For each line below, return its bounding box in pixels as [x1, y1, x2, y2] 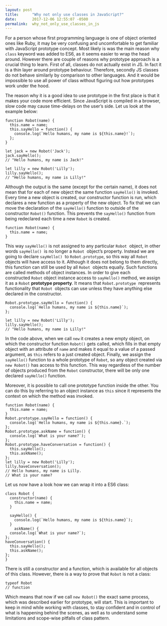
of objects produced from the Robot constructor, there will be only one [5, 367, 150, 373]
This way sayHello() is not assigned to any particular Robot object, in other [5, 243, 161, 249]
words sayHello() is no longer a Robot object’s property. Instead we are [5, 248, 155, 254]
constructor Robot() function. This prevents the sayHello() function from [5, 211, 155, 217]
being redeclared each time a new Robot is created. [5, 216, 111, 222]
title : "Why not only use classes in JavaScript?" [5, 12, 124, 17]
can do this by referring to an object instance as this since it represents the [5, 388, 161, 394]
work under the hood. [5, 83, 50, 89]
